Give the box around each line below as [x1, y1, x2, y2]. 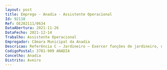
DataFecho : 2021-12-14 [5, 30, 52, 35]
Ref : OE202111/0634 [5, 21, 46, 26]
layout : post [5, 7, 32, 12]
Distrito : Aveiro [5, 58, 41, 63]
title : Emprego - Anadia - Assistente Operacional [5, 12, 112, 17]
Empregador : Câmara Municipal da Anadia [5, 39, 90, 44]
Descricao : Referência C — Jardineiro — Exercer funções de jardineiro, [5, 44, 159, 49]
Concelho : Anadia [5, 53, 41, 58]
